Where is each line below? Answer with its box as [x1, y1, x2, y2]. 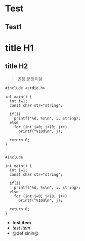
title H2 [5, 62, 28, 71]
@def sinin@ [12, 230, 39, 236]
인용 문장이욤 [17, 76, 43, 81]
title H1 [5, 42, 34, 53]
